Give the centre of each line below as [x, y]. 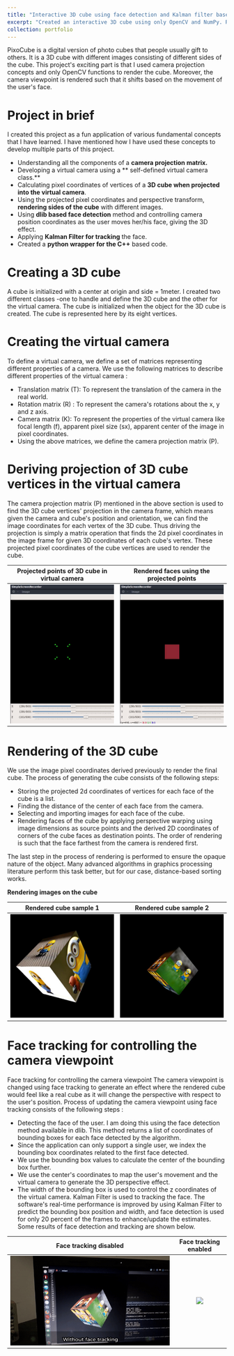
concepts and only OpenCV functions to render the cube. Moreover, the [110, 72]
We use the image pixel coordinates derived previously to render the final [112, 770]
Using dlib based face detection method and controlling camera [110, 215]
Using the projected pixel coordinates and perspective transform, [111, 200]
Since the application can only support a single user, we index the [112, 1145]
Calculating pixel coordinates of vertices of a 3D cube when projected [118, 185]
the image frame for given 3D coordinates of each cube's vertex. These [110, 540]
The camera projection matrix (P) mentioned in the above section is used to [116, 504]
